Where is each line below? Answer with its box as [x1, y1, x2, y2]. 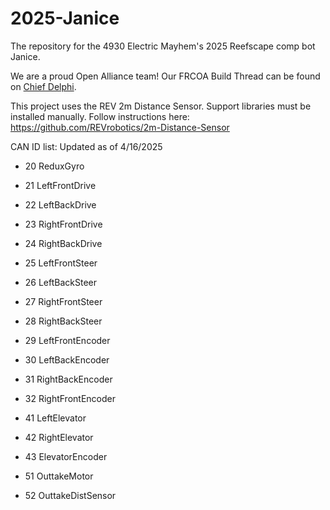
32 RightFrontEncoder [24, 392, 116, 404]
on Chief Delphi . [10, 80, 77, 92]
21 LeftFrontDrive [24, 179, 97, 191]
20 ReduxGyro [24, 160, 85, 172]
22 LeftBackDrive [24, 198, 97, 211]
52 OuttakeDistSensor [24, 489, 117, 501]
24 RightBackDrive [24, 237, 103, 249]
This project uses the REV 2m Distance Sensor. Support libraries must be [10, 100, 312, 112]
